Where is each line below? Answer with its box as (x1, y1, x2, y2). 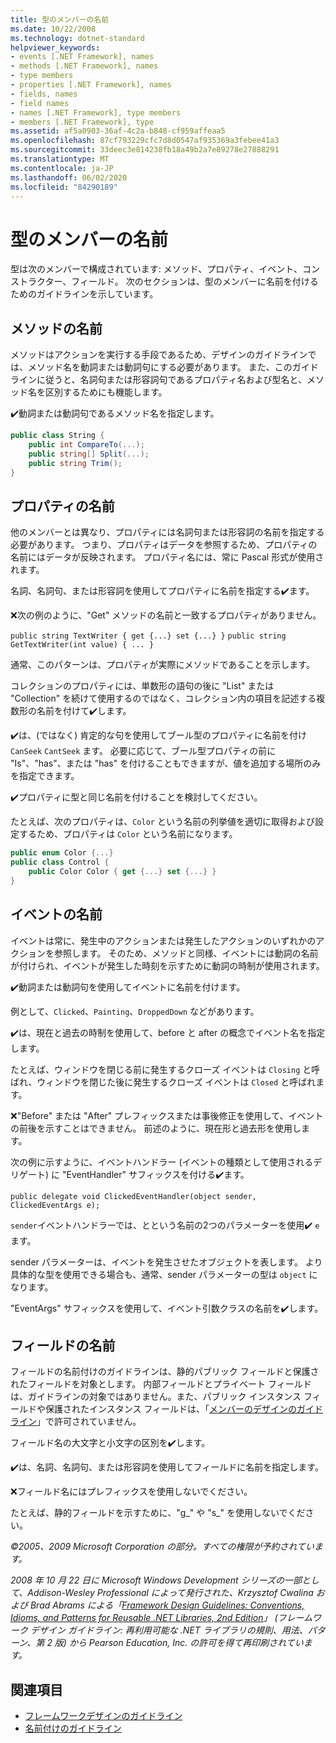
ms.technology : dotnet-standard (10, 33, 145, 43)
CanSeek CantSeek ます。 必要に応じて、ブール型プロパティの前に (10, 745, 277, 757)
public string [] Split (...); (28, 449, 150, 459)
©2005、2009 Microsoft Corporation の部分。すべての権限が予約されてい (10, 1541, 315, 1553)
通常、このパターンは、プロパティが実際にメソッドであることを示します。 (10, 659, 315, 671)
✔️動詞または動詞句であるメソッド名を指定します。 (10, 407, 220, 420)
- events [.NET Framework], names (10, 52, 155, 62)
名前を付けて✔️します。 (36, 705, 132, 717)
